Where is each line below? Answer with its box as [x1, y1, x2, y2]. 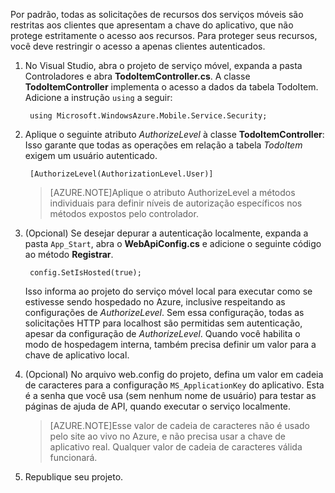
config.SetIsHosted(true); [29, 268, 142, 278]
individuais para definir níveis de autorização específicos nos [49, 197, 303, 209]
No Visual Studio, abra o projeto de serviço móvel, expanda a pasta [24, 60, 303, 71]
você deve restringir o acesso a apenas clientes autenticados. [10, 40, 266, 52]
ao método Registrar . [24, 249, 114, 260]
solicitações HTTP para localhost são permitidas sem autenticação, [24, 317, 303, 329]
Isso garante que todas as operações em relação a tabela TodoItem [24, 139, 303, 151]
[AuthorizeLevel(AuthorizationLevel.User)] [29, 169, 214, 179]
